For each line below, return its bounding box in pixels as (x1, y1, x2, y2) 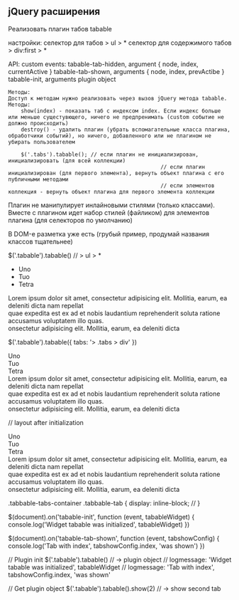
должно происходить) (8, 120, 70, 127)
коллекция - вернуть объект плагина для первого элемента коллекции (8, 188, 215, 195)
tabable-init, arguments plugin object (8, 75, 116, 83)
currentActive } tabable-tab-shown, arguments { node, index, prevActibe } (8, 67, 225, 75)
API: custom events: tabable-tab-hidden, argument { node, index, (8, 60, 199, 68)
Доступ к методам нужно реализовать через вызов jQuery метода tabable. (8, 95, 228, 102)
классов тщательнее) (8, 237, 73, 246)
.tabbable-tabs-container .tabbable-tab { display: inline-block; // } (8, 498, 201, 507)
